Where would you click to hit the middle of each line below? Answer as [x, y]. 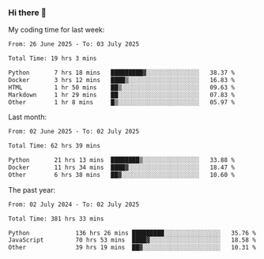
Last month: [28, 117]
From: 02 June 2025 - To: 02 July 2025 [74, 132]
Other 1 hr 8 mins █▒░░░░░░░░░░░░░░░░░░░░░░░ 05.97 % [122, 102]
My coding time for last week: [57, 30]
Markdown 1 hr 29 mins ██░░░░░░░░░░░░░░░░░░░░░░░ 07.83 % [122, 95]
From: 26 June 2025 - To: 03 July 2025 [74, 44]
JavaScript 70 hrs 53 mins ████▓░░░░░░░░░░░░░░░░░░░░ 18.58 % [132, 240]
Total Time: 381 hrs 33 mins [56, 219]
